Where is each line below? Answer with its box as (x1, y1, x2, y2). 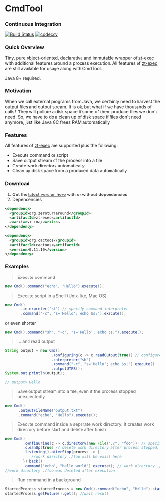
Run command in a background (17, 477, 81, 483)
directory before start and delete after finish (17, 426, 106, 432)
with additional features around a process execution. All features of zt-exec (5, 60, 158, 66)
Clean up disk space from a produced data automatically (12, 168, 127, 174)
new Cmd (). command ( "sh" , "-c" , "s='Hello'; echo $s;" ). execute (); (5, 330, 144, 334)
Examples (5, 263, 29, 270)
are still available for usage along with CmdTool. (5, 65, 102, 71)
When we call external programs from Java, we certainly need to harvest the (5, 99, 160, 105)
